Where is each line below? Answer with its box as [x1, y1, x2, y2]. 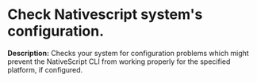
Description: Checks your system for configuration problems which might [7, 48, 249, 58]
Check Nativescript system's [7, 6, 203, 24]
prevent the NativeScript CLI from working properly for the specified [7, 57, 231, 66]
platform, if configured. [7, 65, 83, 74]
